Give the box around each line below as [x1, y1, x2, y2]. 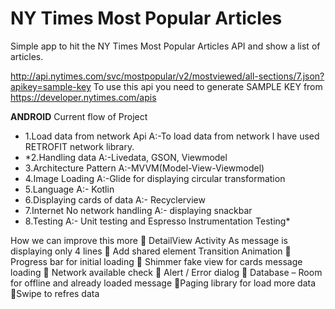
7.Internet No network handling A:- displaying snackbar [24, 204, 253, 216]
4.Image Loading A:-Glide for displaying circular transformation [24, 172, 286, 184]
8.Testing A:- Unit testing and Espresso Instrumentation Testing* [24, 215, 291, 227]
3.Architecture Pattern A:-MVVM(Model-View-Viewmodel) [24, 162, 265, 174]
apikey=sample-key [10, 80, 92, 92]
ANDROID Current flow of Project [10, 110, 148, 122]
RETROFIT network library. [24, 140, 135, 152]
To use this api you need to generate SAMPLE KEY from [93, 80, 323, 92]
